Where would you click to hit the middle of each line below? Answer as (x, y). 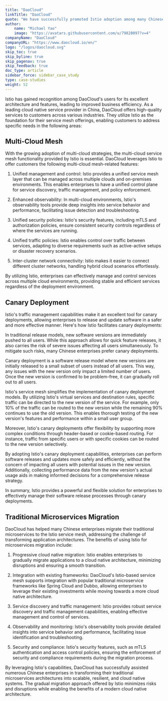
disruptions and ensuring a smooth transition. (59, 565)
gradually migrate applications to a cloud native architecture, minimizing (86, 560)
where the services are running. (45, 231)
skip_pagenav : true (25, 61)
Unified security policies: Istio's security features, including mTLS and (84, 220)
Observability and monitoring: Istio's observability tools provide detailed (86, 627)
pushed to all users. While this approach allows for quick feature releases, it (83, 340)
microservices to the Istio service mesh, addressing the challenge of (76, 534)
